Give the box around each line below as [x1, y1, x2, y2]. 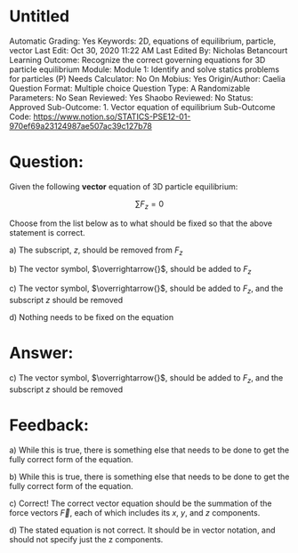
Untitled [9, 6, 70, 27]
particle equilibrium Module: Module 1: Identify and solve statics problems [9, 64, 280, 75]
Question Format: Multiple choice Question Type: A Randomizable [9, 83, 251, 93]
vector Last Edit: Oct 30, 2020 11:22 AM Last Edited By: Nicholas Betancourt [9, 44, 288, 55]
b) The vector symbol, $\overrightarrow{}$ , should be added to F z [9, 264, 252, 276]
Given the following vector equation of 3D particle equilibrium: [9, 180, 238, 192]
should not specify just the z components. [9, 533, 164, 544]
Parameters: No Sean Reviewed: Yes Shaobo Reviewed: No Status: [9, 92, 254, 103]
